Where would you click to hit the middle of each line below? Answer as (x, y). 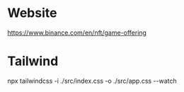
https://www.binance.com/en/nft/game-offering (77, 33)
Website (32, 13)
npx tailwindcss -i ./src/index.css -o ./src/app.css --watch (92, 81)
